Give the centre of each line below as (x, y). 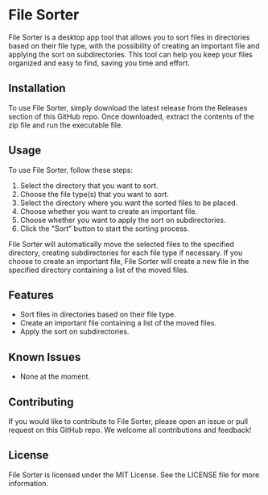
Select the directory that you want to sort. (89, 185)
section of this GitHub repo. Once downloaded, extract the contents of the (132, 116)
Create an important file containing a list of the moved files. (118, 323)
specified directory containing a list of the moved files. (99, 270)
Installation (37, 88)
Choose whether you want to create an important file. (109, 211)
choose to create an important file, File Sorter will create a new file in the (129, 261)
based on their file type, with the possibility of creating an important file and (134, 45)
